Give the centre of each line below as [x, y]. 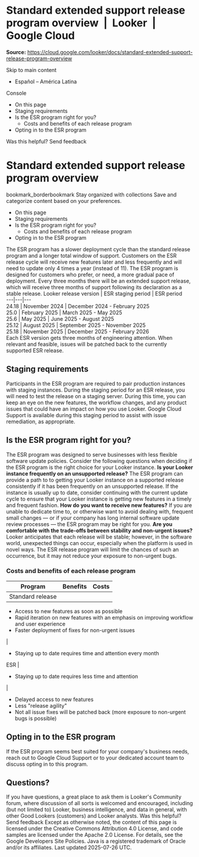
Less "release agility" [41, 705]
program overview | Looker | [81, 23]
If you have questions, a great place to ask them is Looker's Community [94, 797]
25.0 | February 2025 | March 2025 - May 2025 [64, 312]
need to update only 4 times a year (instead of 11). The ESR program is [92, 268]
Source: [16, 52]
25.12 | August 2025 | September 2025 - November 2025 [76, 325]
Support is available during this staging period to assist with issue [86, 415]
